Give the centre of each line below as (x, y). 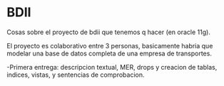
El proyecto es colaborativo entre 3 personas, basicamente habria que (110, 45)
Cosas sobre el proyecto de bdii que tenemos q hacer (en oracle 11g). (109, 32)
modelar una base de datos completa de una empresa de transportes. (109, 53)
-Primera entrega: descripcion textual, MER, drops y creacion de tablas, (112, 67)
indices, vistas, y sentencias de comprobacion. (76, 75)
